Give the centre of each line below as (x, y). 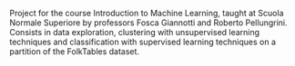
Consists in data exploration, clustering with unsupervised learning (135, 32)
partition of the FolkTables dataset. (74, 52)
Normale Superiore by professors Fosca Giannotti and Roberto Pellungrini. (149, 23)
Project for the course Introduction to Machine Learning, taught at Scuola (147, 13)
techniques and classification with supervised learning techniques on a (142, 42)
